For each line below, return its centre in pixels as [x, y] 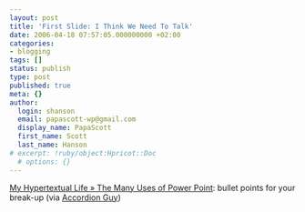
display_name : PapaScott [65, 128]
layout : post [34, 18]
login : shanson [46, 111]
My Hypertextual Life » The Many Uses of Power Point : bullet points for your [152, 187]
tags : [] [26, 60]
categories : [32, 43]
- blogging [30, 52]
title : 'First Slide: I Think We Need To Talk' [102, 26]
